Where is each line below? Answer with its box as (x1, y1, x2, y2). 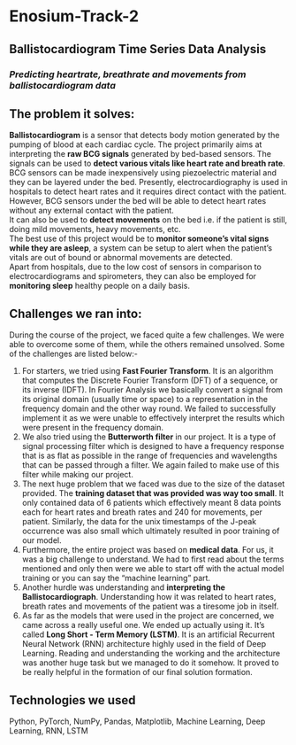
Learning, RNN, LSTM (9, 725, 88, 736)
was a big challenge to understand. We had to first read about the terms (21, 554, 285, 564)
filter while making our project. (21, 470, 134, 480)
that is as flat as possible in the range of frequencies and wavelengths (21, 450, 278, 462)
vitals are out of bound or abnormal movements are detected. (9, 252, 233, 263)
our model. (21, 535, 62, 546)
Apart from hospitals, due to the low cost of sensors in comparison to (9, 261, 262, 272)
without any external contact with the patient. (9, 206, 174, 216)
